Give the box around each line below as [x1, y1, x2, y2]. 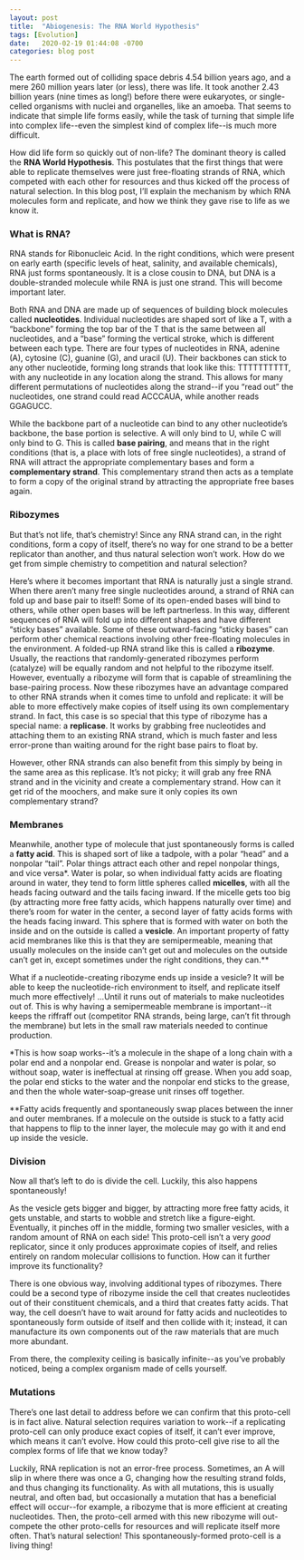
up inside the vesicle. [9, 1133, 89, 1144]
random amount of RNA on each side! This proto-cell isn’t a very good [9, 1232, 271, 1243]
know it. [9, 205, 39, 216]
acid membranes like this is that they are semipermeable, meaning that [9, 935, 273, 946]
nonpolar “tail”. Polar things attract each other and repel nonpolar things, [9, 858, 280, 869]
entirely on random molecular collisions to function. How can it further [9, 1251, 271, 1262]
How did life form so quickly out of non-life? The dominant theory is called [9, 147, 287, 159]
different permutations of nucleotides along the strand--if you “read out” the [9, 382, 294, 393]
